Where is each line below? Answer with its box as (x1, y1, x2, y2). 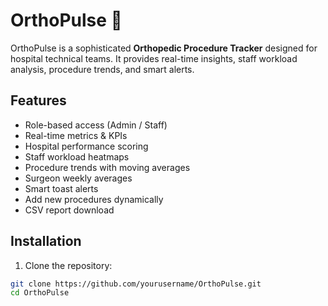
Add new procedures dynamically (24, 193, 164, 205)
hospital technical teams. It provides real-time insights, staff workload (10, 52, 298, 64)
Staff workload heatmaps (24, 150, 130, 163)
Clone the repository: (24, 259, 113, 271)
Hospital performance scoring (24, 140, 149, 152)
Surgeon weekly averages (24, 172, 133, 184)
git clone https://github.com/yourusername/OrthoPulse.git (10, 279, 262, 289)
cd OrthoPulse (10, 288, 70, 298)
